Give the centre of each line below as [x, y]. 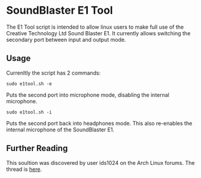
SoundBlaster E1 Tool [60, 10]
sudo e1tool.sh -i [29, 112]
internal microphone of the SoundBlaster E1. [60, 130]
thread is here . [24, 169]
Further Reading [37, 148]
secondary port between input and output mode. [66, 39]
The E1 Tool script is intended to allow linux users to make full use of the [95, 27]
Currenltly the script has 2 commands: [54, 73]
